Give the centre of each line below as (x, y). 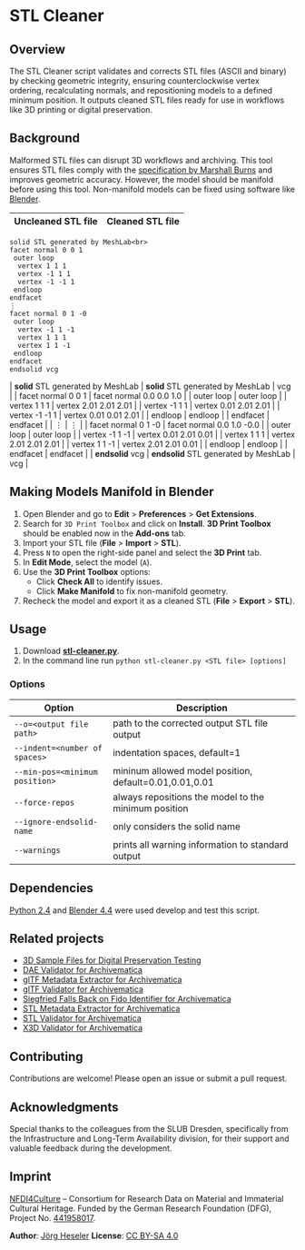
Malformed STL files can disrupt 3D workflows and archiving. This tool (141, 160)
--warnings (37, 850)
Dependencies (51, 888)
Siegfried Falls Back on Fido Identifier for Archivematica (127, 999)
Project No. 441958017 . (53, 1217)
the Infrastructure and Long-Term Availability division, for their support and (149, 1138)
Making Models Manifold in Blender (112, 492)
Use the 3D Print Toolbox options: (87, 571)
